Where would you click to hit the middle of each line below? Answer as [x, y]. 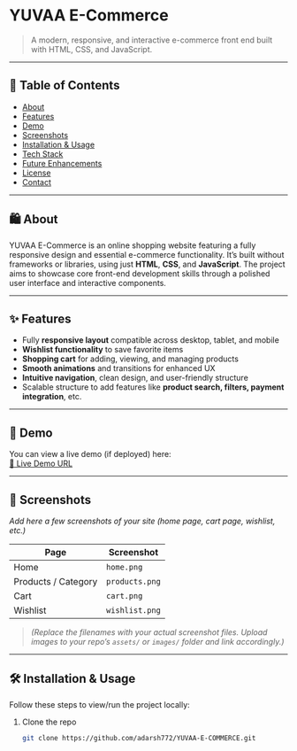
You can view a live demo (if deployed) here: [90, 454]
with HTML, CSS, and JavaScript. [91, 49]
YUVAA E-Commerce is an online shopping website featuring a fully [133, 245]
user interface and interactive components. [88, 283]
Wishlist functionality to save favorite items [103, 350]
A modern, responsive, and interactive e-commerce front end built [152, 40]
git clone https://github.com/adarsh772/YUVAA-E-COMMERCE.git [139, 738]
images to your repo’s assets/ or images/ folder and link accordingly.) [157, 642]
